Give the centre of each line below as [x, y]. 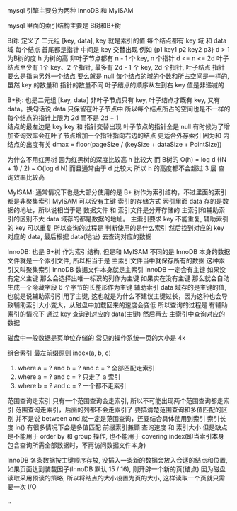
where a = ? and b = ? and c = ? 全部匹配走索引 [86, 368]
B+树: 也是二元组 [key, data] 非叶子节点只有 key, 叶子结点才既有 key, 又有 [114, 100]
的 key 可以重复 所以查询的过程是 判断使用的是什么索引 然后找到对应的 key [116, 228]
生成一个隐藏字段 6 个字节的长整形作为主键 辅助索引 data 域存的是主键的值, [117, 287]
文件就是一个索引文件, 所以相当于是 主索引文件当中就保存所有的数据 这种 [113, 260]
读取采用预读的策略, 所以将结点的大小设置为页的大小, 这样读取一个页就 [110, 478]
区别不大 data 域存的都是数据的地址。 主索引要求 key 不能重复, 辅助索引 [124, 219]
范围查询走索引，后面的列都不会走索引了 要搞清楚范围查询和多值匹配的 [118, 410]
